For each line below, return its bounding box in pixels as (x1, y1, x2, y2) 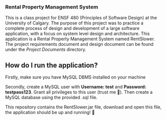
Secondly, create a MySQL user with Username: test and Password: (5, 84, 147, 90)
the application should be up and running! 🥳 (5, 110, 95, 116)
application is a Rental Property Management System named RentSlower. (5, 36, 156, 42)
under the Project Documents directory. (5, 46, 86, 53)
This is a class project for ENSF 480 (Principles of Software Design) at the (5, 15, 157, 21)
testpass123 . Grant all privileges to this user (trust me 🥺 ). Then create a (5, 89, 153, 95)
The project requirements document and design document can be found (5, 41, 154, 47)
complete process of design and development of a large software (5, 25, 140, 31)
